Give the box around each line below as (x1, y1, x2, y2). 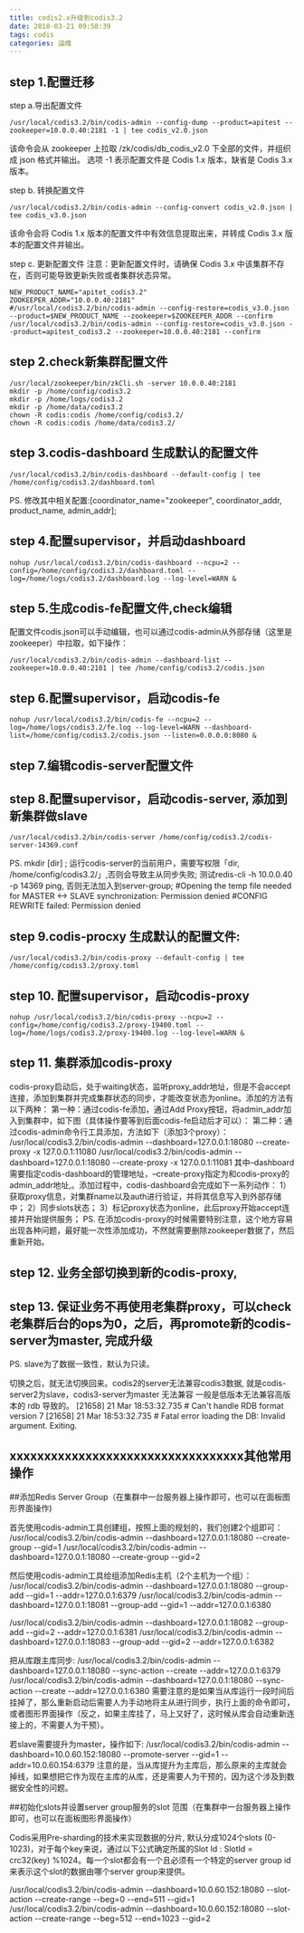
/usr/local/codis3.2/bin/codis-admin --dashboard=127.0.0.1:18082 (9, 1617, 253, 1628)
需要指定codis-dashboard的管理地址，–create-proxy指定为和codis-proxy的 (9, 1168, 290, 1179)
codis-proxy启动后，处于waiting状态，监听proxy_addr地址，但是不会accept (9, 1081, 291, 1092)
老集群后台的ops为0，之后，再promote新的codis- (9, 1316, 291, 1331)
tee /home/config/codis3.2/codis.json (119, 664, 265, 673)
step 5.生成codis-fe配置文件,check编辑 (9, 600, 233, 616)
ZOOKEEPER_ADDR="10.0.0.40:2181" (9, 296, 136, 305)
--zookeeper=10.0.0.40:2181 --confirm (114, 328, 261, 337)
